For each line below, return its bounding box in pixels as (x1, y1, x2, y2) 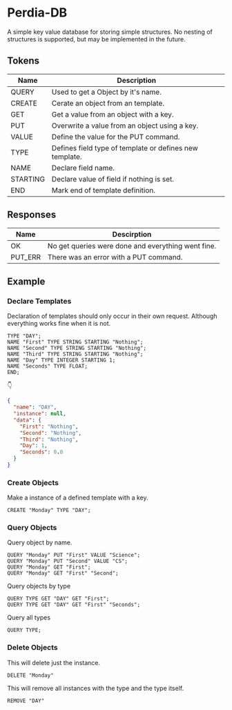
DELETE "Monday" (7, 671, 54, 679)
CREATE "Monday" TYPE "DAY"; (7, 507, 91, 514)
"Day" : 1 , (19, 442, 48, 449)
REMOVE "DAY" (7, 697, 45, 704)
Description (117, 75, 157, 85)
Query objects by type (7, 582, 71, 591)
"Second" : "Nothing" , (19, 429, 81, 436)
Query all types (7, 613, 50, 622)
